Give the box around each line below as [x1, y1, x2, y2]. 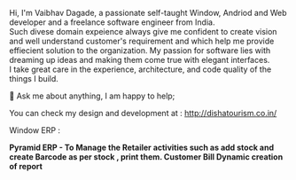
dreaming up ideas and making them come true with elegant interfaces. [9, 55, 270, 65]
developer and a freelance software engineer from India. [9, 17, 215, 27]
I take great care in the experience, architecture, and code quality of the [9, 64, 272, 74]
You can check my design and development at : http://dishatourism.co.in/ [9, 108, 277, 118]
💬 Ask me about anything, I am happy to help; [9, 90, 175, 101]
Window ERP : [9, 125, 60, 136]
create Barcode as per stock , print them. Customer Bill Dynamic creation [9, 152, 284, 162]
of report [9, 161, 43, 171]
